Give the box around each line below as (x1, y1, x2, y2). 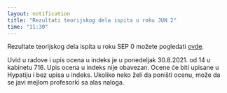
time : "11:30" (7, 23, 49, 30)
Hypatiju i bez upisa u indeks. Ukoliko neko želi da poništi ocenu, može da (7, 71, 221, 79)
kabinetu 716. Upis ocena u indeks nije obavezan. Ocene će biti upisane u (7, 64, 219, 72)
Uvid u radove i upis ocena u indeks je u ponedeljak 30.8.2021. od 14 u (7, 56, 211, 64)
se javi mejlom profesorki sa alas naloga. (7, 78, 125, 87)
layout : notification (7, 10, 71, 17)
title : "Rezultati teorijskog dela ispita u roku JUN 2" (7, 17, 177, 24)
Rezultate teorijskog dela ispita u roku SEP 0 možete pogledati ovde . (7, 43, 205, 51)
